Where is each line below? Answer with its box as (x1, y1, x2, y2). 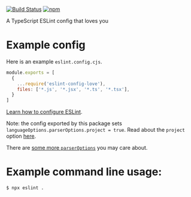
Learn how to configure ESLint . (6, 108, 83, 116)
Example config (6, 38, 86, 52)
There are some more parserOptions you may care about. (6, 144, 148, 151)
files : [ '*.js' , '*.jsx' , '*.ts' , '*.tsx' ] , (17, 86, 130, 92)
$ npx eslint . (6, 185, 44, 191)
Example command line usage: (6, 165, 162, 179)
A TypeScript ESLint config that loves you (6, 17, 109, 24)
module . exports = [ (6, 69, 55, 75)
